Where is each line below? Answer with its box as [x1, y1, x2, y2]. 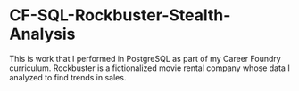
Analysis [9, 24, 76, 44]
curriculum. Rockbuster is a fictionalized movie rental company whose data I [9, 63, 290, 73]
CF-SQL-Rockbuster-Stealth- [9, 5, 231, 26]
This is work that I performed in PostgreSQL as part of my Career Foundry [9, 53, 281, 64]
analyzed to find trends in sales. [9, 72, 127, 82]
